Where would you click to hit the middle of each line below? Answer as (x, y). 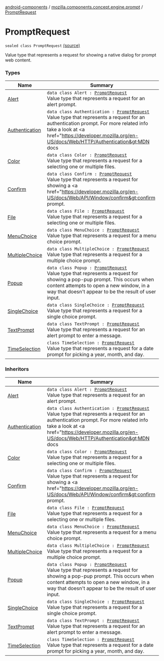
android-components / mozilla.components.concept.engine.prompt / (74, 7)
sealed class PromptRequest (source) (43, 45)
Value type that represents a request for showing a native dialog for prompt (81, 55)
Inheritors (17, 369)
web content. (18, 60)
